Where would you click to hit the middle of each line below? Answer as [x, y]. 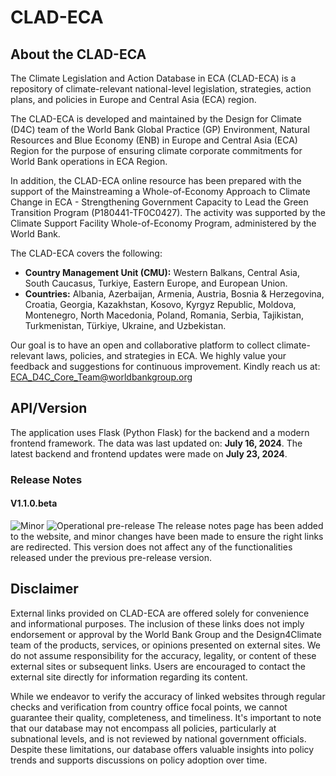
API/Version [49, 408]
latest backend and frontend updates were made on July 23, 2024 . [149, 453]
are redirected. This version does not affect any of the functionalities [151, 547]
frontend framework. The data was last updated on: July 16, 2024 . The [156, 443]
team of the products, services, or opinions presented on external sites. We [165, 645]
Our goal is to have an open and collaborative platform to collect [142, 345]
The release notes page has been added [240, 525]
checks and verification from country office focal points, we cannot [149, 707]
